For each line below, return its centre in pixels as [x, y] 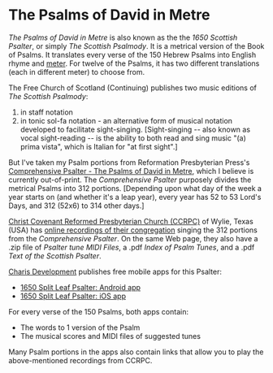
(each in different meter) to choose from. [77, 72]
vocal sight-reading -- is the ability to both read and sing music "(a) [133, 138]
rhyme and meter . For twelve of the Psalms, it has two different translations [134, 63]
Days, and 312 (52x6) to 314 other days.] [76, 206]
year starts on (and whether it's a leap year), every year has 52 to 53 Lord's [135, 197]
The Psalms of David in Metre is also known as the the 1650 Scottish [123, 37]
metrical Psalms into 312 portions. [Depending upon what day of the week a [135, 188]
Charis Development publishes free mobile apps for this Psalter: [115, 271]
